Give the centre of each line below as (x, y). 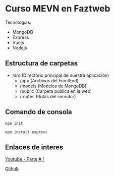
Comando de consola (39, 112)
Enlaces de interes (34, 147)
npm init (14, 123)
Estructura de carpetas (42, 63)
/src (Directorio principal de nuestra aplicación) (60, 75)
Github (12, 169)
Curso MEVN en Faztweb (58, 9)
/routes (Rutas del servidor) (48, 96)
